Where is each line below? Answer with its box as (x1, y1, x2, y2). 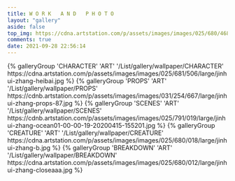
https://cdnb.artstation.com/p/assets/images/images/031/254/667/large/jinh (7, 92, 227, 100)
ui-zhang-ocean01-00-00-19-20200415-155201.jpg (7, 122, 156, 129)
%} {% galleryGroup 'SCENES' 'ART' (74, 99, 180, 107)
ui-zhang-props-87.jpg (7, 99, 73, 107)
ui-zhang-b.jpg (7, 144, 51, 152)
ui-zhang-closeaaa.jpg (7, 166, 73, 174)
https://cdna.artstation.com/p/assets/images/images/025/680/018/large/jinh (7, 136, 227, 144)
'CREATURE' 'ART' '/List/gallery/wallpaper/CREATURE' (7, 129, 164, 137)
